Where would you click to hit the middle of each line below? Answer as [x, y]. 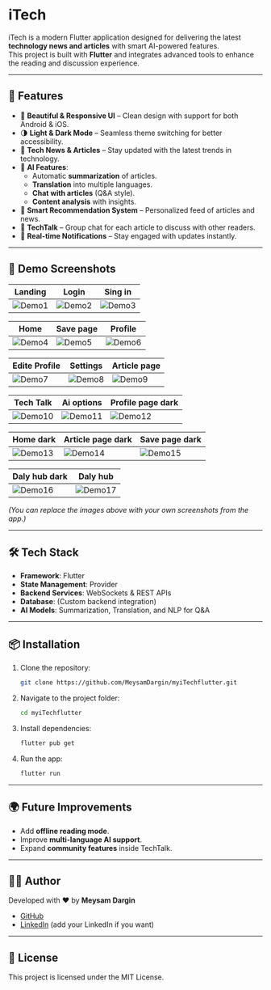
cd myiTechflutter [51, 713]
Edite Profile [36, 366]
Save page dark [171, 439]
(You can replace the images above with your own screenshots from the [129, 510]
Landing [31, 291]
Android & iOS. [44, 124]
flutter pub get [47, 743]
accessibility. [42, 141]
